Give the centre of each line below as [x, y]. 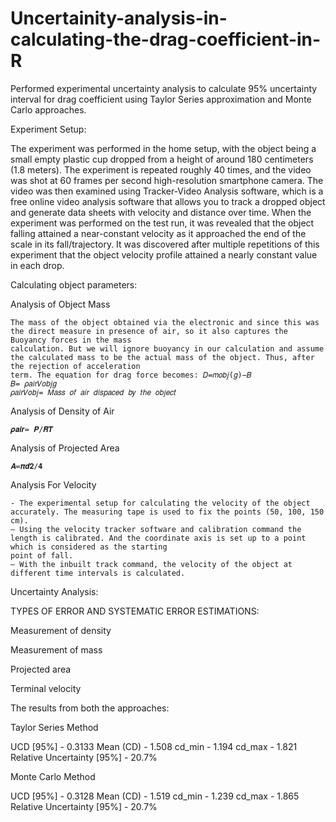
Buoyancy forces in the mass [71, 340]
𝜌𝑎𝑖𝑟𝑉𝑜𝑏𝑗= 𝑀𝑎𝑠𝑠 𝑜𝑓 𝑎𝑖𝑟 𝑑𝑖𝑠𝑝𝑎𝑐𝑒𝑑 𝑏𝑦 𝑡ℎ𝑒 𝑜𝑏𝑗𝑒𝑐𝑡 [93, 392]
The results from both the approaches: [90, 708]
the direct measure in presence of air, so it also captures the [149, 331]
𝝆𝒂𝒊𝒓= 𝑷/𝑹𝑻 [31, 429]
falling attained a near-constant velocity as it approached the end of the [158, 233]
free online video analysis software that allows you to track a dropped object [168, 201]
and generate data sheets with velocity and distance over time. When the [161, 212]
